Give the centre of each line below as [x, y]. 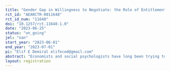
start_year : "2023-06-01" [32, 42]
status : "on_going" [26, 33]
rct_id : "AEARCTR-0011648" [34, 14]
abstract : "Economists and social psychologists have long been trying [82, 56]
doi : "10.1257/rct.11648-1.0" [37, 24]
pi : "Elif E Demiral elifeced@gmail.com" [50, 51]
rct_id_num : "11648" [27, 19]
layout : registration [28, 61]
